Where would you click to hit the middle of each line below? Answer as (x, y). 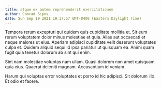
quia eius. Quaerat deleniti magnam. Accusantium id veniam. (65, 67)
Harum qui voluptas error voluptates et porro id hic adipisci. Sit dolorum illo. (80, 76)
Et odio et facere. (22, 81)
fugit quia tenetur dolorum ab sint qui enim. (48, 52)
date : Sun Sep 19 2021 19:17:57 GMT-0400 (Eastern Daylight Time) (73, 18)
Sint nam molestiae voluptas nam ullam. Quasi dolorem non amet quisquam (80, 62)
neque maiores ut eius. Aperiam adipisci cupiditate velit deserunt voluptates (80, 42)
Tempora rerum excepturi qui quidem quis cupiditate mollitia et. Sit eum (76, 32)
